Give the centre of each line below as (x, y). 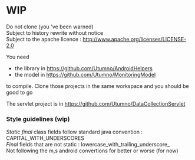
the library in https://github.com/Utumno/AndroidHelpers (84, 68)
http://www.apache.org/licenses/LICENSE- (134, 39)
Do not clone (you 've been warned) (50, 27)
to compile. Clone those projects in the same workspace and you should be (98, 86)
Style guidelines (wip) (38, 119)
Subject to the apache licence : (44, 39)
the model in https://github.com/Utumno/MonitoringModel (85, 74)
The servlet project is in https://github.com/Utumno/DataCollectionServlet (96, 103)
